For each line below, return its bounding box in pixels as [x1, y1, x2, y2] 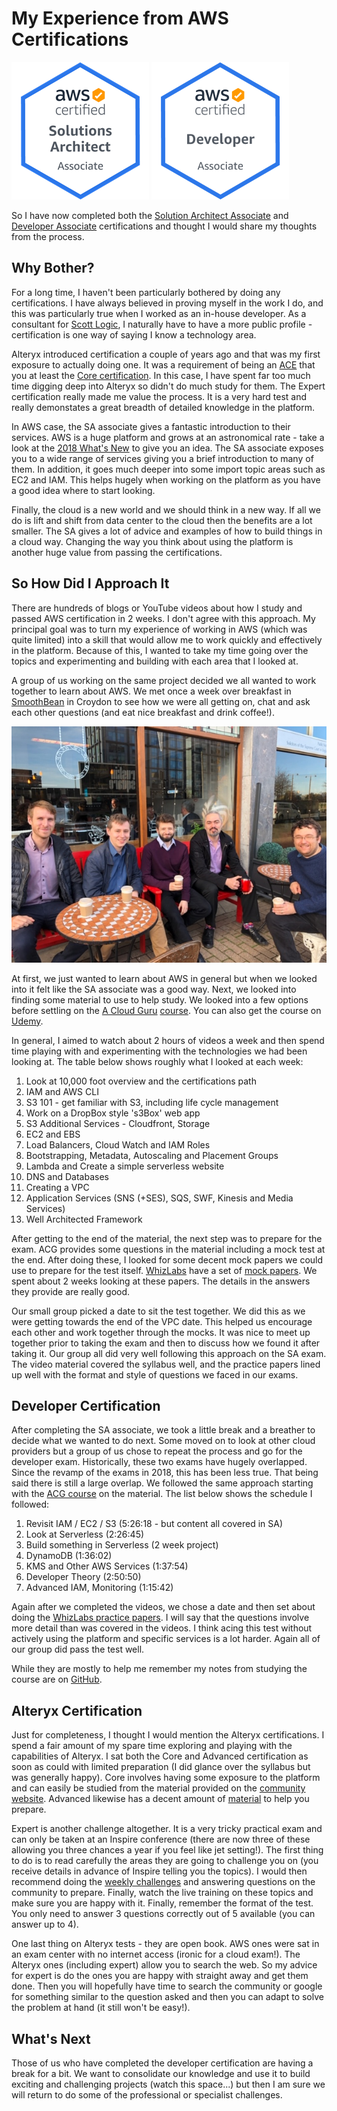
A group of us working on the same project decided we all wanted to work [11, 674, 317, 686]
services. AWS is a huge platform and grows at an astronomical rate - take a [11, 431, 325, 443]
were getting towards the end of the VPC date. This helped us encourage [11, 1315, 313, 1327]
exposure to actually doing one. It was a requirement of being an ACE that [11, 358, 316, 371]
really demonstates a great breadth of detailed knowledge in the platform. [11, 401, 315, 413]
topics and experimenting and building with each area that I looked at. [11, 655, 299, 667]
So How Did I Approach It [11, 575, 170, 592]
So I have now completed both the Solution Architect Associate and [11, 209, 289, 221]
